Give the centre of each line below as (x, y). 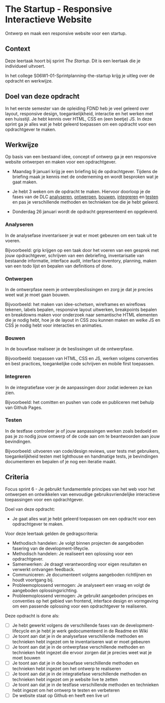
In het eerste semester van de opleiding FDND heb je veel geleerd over (77, 108)
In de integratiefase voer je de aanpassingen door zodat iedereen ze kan (79, 387)
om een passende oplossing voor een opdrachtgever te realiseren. (80, 606)
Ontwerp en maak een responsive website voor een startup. (66, 33)
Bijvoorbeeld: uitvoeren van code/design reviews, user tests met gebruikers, (82, 451)
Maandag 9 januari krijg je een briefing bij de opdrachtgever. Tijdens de (85, 172)
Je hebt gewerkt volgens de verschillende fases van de (68, 625)
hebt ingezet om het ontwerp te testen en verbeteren (66, 690)
